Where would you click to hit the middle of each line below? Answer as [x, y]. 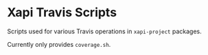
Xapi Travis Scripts [62, 13]
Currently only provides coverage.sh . [59, 44]
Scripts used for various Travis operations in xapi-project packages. [105, 31]
